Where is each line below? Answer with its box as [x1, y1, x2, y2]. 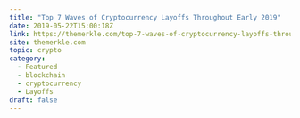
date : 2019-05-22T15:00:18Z [9, 21, 114, 30]
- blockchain [17, 71, 66, 80]
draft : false [9, 95, 58, 105]
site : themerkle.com [9, 37, 87, 47]
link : [9, 29, 29, 38]
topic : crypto [9, 46, 62, 55]
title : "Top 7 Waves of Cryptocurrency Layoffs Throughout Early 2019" [9, 12, 281, 22]
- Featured [17, 63, 58, 72]
